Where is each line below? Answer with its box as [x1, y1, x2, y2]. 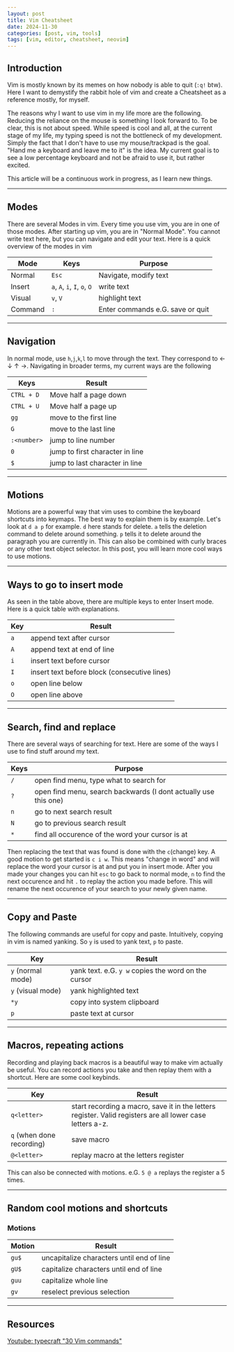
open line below [30, 679, 83, 689]
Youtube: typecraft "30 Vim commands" [7, 1337, 123, 1345]
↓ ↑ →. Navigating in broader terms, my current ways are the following [7, 361, 212, 370]
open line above [30, 690, 84, 700]
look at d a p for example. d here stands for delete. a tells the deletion [7, 522, 207, 531]
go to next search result [34, 807, 113, 816]
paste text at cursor [70, 1008, 134, 1018]
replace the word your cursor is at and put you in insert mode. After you [7, 862, 213, 870]
